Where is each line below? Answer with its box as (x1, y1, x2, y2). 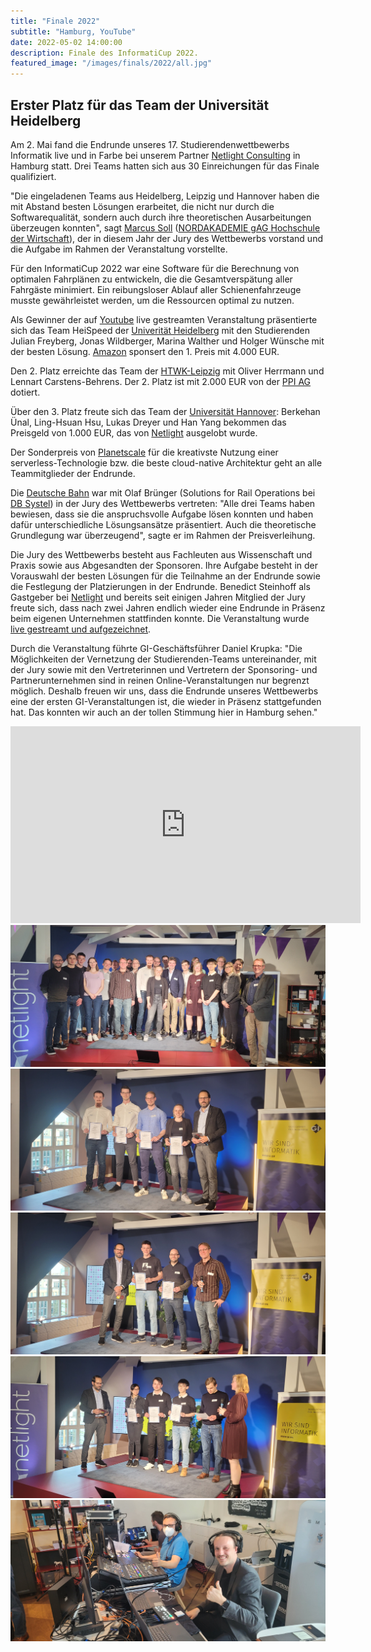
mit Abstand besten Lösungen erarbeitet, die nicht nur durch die (10, 200, 275, 212)
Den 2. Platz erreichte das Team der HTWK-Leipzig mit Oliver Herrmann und (10, 365, 325, 377)
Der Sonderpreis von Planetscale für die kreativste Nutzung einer (10, 446, 279, 458)
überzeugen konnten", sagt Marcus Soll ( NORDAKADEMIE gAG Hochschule (10, 221, 321, 234)
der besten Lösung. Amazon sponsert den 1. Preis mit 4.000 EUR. (10, 345, 280, 357)
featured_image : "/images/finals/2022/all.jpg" (10, 58, 213, 69)
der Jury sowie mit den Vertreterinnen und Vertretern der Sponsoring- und (10, 663, 318, 675)
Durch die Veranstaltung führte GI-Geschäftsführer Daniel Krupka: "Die (10, 642, 303, 654)
